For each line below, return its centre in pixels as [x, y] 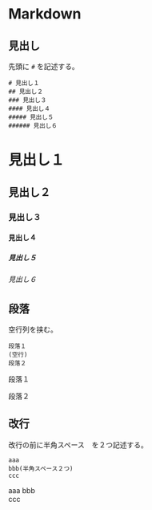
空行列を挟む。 [33, 329]
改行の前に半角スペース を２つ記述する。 [78, 445]
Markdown [45, 14]
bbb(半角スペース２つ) [41, 468]
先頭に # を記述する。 [44, 66]
